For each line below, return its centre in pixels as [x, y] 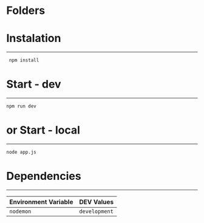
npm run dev [21, 106]
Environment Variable [41, 202]
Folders [26, 11]
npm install [24, 60]
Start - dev [34, 84]
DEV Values [96, 202]
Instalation [34, 39]
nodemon [20, 211]
